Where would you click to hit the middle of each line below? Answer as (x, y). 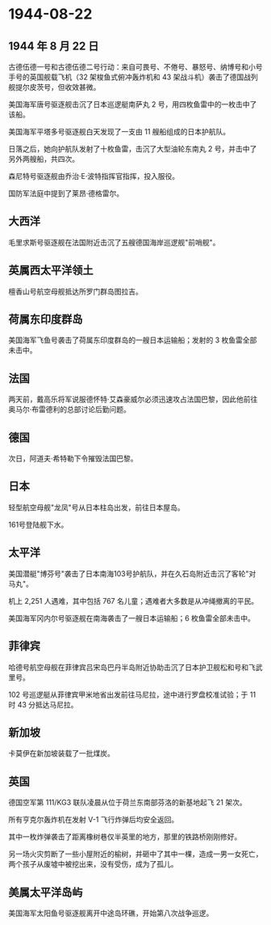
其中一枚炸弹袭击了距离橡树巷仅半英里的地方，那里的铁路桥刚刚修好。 (125, 837)
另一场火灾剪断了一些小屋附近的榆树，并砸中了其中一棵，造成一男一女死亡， (135, 854)
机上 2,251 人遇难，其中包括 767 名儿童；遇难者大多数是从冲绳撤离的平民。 (133, 600)
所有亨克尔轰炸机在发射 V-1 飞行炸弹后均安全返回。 (94, 820)
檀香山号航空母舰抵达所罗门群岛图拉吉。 (75, 291)
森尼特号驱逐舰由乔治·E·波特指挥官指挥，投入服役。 (94, 176)
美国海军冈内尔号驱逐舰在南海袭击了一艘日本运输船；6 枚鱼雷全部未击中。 (132, 618)
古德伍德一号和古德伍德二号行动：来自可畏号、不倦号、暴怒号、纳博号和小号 (135, 67)
